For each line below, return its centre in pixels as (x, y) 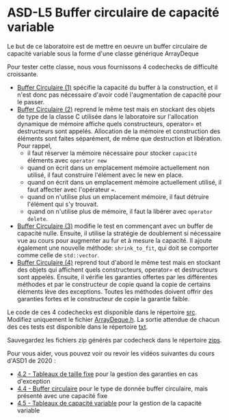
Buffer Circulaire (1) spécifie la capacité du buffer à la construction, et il (117, 87)
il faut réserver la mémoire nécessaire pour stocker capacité (112, 153)
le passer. (31, 102)
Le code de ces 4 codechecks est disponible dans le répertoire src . (102, 312)
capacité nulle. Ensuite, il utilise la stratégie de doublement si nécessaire (119, 233)
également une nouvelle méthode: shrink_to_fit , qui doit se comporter (118, 248)
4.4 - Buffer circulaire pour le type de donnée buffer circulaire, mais (112, 388)
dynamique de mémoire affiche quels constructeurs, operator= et (109, 124)
